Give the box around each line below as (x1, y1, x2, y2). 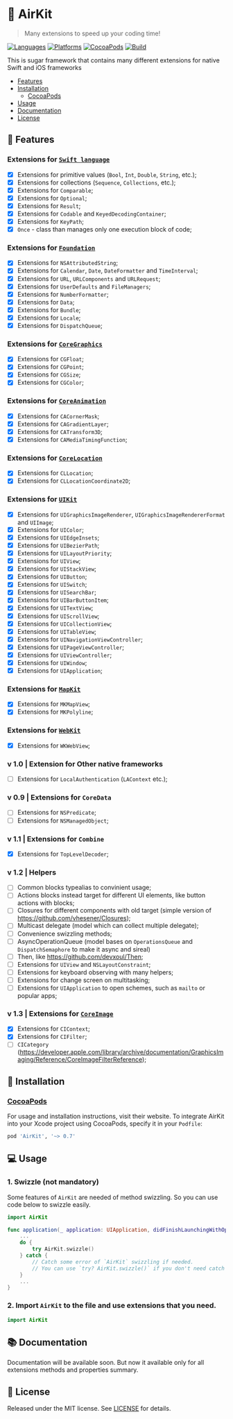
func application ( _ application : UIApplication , (7, 1226, 150, 1233)
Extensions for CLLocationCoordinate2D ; (17, 476, 130, 485)
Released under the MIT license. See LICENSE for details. (7, 1404, 171, 1413)
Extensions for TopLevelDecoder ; (17, 850, 109, 858)
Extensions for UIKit (7, 495, 78, 504)
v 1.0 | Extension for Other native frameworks (7, 759, 163, 768)
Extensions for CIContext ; (17, 1024, 90, 1033)
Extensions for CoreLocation (7, 454, 103, 463)
